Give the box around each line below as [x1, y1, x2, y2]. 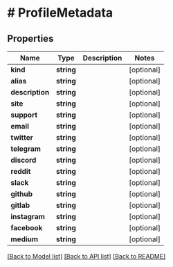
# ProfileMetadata [7, 5, 113, 21]
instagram [10, 212, 45, 221]
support [10, 110, 38, 120]
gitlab [10, 200, 30, 210]
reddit [10, 167, 31, 176]
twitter [10, 133, 33, 142]
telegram [10, 144, 42, 154]
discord [10, 155, 37, 165]
